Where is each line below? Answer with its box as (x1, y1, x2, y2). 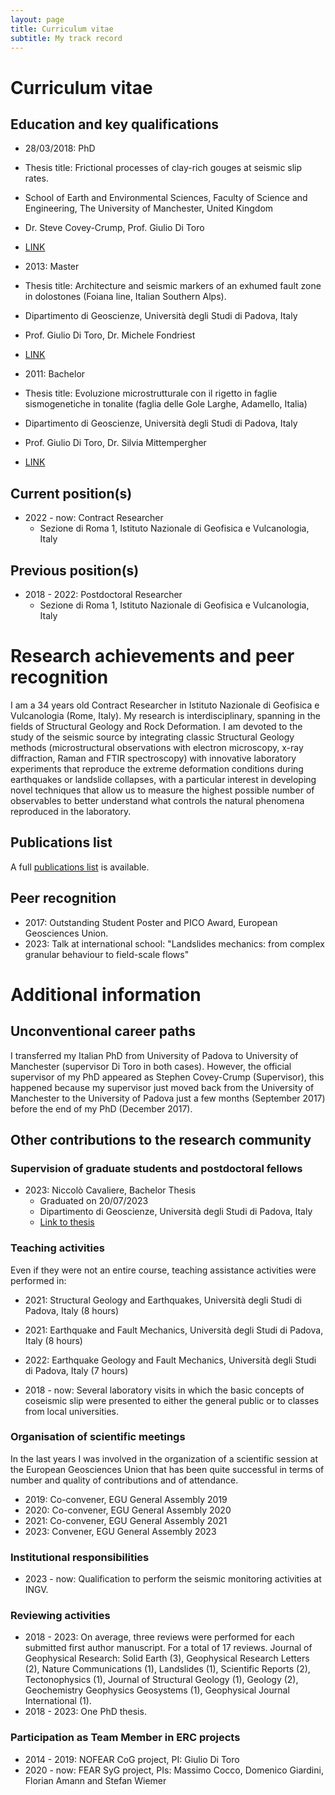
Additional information (10, 983, 202, 1006)
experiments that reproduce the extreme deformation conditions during (10, 762, 304, 775)
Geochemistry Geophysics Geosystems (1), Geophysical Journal (24, 1684, 290, 1696)
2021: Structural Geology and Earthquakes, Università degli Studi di (24, 1294, 302, 1306)
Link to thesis (39, 1216, 95, 1228)
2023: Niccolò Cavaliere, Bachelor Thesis (24, 1184, 197, 1196)
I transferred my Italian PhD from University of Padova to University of (10, 1049, 299, 1061)
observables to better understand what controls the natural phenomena (10, 794, 305, 806)
